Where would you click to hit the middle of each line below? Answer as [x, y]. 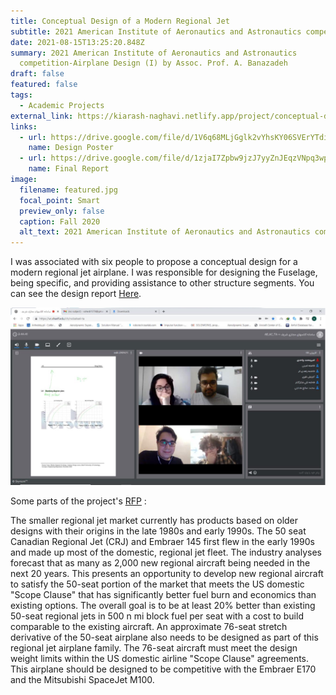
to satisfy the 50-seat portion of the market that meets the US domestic [157, 584]
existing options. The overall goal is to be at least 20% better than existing [163, 606]
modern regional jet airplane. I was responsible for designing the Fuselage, [164, 272]
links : [24, 126]
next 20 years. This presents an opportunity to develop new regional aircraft [167, 574]
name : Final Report [69, 169]
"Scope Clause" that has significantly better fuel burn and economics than [163, 595]
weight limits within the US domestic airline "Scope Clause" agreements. [160, 659]
